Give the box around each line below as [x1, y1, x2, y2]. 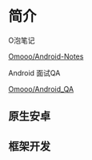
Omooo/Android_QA [8, 84, 74, 93]
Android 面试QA [8, 68, 61, 77]
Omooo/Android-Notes [8, 51, 84, 61]
